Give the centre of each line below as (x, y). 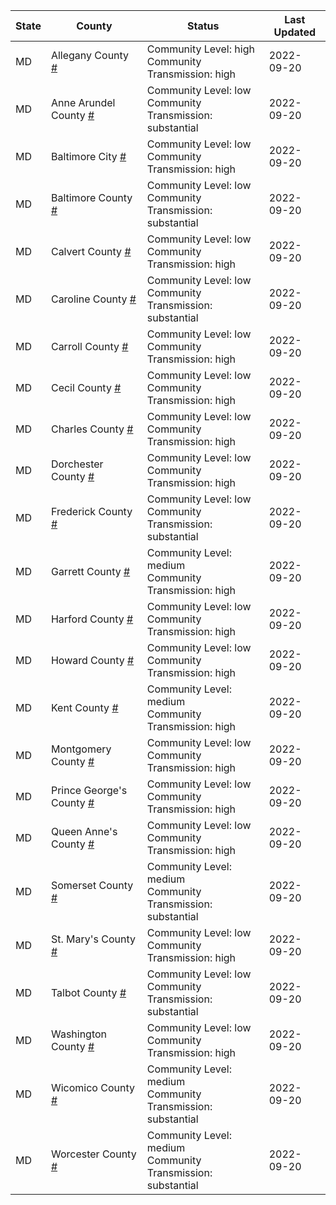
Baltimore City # (88, 156)
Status (203, 26)
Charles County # (92, 429)
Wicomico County (92, 1087)
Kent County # (84, 707)
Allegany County (90, 55)
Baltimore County (91, 197)
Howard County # (92, 660)
